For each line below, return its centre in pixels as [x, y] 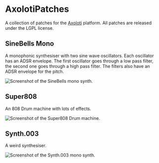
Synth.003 [22, 134]
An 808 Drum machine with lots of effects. [48, 109]
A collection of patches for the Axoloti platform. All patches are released [79, 23]
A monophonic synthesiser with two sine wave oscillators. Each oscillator [79, 55]
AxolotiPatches [37, 9]
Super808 [21, 97]
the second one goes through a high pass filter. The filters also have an [78, 66]
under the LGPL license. [30, 28]
